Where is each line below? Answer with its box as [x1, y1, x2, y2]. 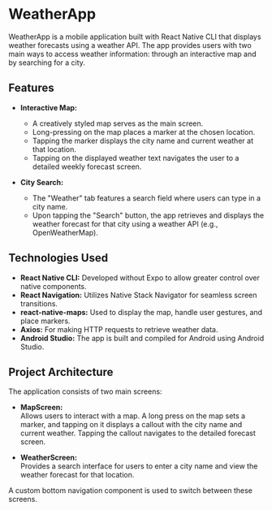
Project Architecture [8, 365, 114, 378]
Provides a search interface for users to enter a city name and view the [19, 461, 258, 471]
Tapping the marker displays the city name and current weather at [32, 136, 254, 145]
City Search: [19, 177, 63, 187]
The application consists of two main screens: [8, 387, 162, 396]
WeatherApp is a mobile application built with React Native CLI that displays [8, 32, 261, 41]
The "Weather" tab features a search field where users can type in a [32, 192, 261, 203]
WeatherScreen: [19, 452, 77, 463]
